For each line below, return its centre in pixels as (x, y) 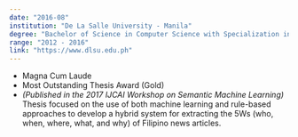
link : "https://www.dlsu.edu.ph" (71, 51)
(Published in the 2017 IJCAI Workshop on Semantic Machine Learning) (153, 95)
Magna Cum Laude (57, 76)
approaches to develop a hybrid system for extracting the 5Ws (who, (148, 114)
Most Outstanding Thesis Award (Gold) (93, 85)
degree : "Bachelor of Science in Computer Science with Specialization (144, 34)
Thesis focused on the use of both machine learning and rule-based (147, 104)
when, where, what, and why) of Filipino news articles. (122, 123)
